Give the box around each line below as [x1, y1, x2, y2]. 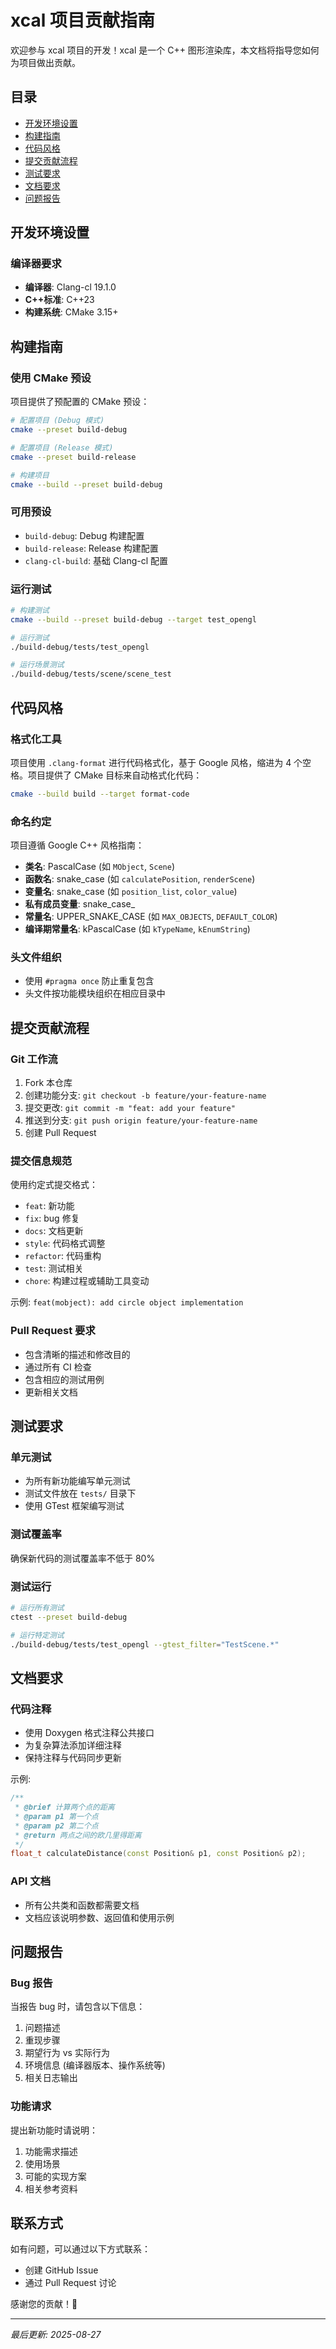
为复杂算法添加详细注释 [24, 1739, 122, 1751]
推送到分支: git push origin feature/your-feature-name [24, 1114, 258, 1126]
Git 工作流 [10, 1052, 58, 1066]
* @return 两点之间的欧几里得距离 [14, 1830, 142, 1840]
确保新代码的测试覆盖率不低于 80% [10, 1552, 156, 1564]
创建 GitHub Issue [24, 2264, 99, 2276]
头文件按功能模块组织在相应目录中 [24, 987, 166, 1000]
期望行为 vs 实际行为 [24, 2047, 110, 2059]
